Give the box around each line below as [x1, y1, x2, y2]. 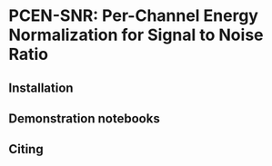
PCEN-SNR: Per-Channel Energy [8, 5, 258, 26]
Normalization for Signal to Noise [8, 24, 264, 45]
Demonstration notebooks [8, 111, 160, 126]
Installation [8, 80, 74, 95]
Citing [8, 142, 44, 157]
